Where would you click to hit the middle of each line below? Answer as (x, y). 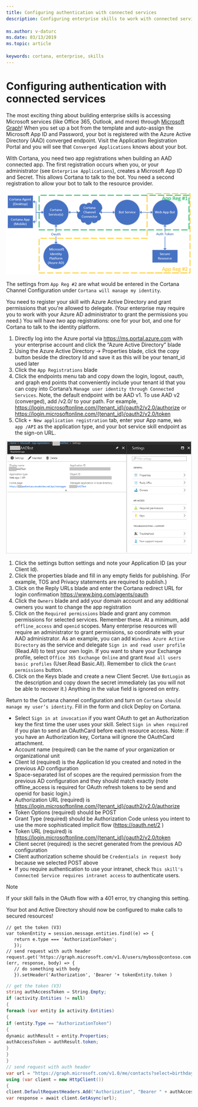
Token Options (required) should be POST (65, 812)
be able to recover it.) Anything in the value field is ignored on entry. (97, 688)
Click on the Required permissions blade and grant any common (93, 613)
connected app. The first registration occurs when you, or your (82, 164)
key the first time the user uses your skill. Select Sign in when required (101, 724)
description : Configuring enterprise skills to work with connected (92, 19)
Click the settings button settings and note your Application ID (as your (100, 563)
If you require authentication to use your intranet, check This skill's (99, 869)
